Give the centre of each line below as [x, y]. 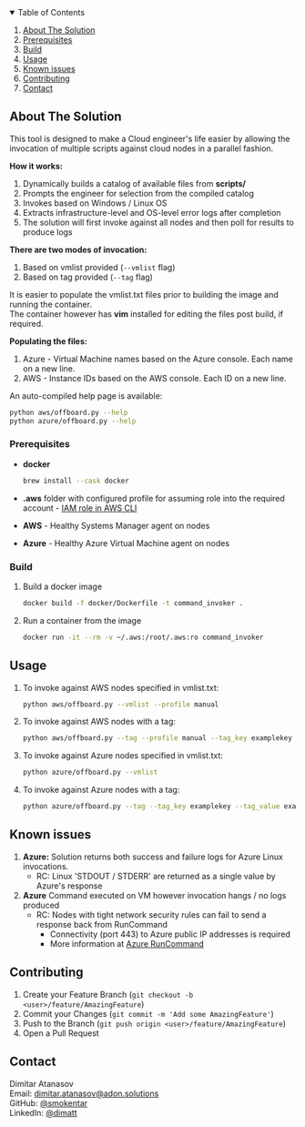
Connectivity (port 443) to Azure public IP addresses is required [170, 934]
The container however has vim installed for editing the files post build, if [147, 314]
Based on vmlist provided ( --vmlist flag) [99, 267]
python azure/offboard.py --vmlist [90, 772]
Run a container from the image [82, 620]
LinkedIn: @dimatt [43, 1112]
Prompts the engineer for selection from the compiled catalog [138, 193]
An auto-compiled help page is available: [86, 396]
